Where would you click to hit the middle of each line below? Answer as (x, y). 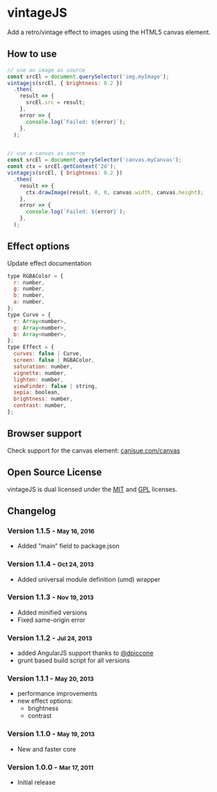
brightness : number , (43, 399)
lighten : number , (39, 380)
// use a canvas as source (46, 154)
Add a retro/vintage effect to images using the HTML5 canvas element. (109, 32)
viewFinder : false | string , (56, 386)
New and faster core (47, 749)
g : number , (29, 289)
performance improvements (57, 694)
